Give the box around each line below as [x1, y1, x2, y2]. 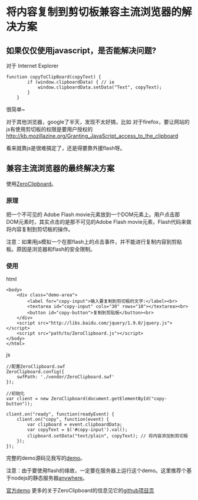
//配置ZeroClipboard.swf [6, 364, 65, 370]
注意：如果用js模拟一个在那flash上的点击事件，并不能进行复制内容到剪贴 [6, 238, 182, 246]
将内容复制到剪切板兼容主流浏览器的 [6, 5, 182, 19]
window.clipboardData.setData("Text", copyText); [37, 84, 162, 90]
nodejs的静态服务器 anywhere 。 [11, 475, 88, 482]
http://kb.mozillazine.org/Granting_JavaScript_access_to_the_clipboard [6, 132, 179, 139]
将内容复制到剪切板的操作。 [6, 226, 74, 233]
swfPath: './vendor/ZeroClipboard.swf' [16, 374, 115, 380]
